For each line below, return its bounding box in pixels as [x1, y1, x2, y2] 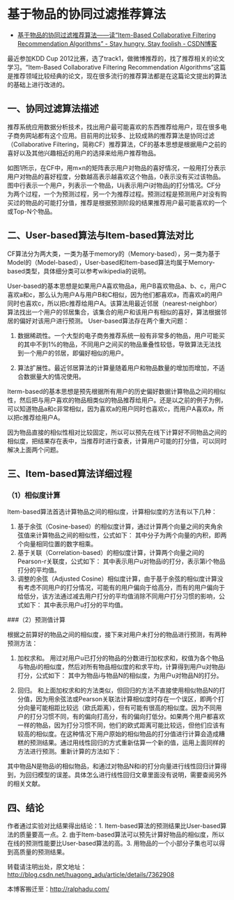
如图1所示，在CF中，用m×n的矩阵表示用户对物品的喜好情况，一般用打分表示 [7, 163, 226, 171]
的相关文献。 [7, 779, 44, 788]
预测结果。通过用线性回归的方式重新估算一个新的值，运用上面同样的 [29, 738, 225, 747]
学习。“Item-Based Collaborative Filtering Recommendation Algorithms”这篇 [7, 63, 226, 71]
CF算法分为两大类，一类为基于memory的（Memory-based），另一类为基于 [7, 249, 221, 258]
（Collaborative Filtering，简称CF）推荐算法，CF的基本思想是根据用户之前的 [7, 140, 227, 148]
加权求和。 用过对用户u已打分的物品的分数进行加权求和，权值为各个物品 [17, 654, 225, 662]
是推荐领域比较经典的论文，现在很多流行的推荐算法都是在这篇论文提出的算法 [7, 71, 227, 80]
